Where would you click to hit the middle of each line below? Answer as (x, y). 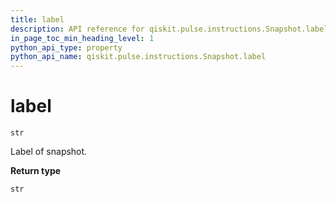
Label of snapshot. (49, 152)
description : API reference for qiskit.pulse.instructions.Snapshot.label (169, 29)
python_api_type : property (66, 47)
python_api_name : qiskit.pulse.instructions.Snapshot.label (138, 57)
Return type (36, 171)
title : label (37, 19)
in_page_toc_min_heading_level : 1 (82, 38)
